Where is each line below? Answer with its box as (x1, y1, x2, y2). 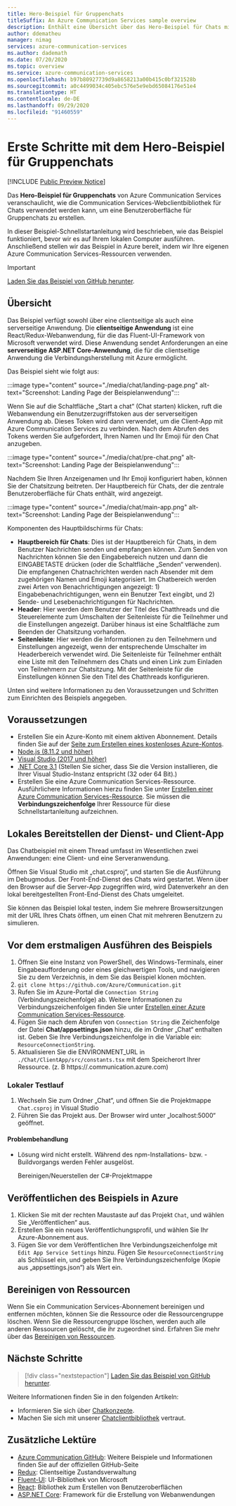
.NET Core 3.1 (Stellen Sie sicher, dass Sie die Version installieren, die (17, 763, 218, 771)
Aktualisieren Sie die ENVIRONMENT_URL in (17, 1047, 145, 1056)
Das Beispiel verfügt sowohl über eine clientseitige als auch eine (7, 316, 194, 324)
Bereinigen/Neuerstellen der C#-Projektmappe (17, 1171, 153, 1180)
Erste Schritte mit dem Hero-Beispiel (7, 139, 225, 155)
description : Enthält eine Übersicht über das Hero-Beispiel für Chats (7, 23, 221, 30)
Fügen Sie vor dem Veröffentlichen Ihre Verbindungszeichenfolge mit (17, 1241, 218, 1249)
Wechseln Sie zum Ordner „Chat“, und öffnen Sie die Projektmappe (17, 1097, 211, 1105)
